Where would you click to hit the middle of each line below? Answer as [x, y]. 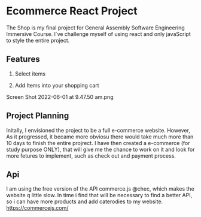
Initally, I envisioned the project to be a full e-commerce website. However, [98, 130]
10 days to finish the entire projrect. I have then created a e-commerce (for [98, 143]
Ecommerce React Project [72, 11]
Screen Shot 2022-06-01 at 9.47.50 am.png [60, 97]
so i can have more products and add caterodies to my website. [85, 201]
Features [23, 59]
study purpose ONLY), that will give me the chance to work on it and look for [100, 149]
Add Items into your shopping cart [57, 85]
